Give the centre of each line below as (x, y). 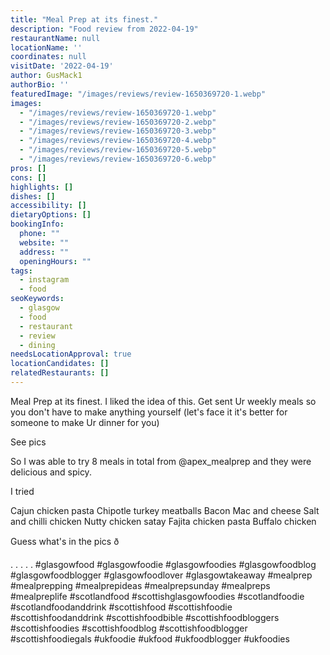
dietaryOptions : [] (51, 215)
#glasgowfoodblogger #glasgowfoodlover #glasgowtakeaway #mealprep (161, 575)
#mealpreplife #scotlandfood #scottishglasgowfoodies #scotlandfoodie (157, 596)
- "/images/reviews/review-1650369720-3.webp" (118, 131)
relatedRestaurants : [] (60, 373)
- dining (37, 345)
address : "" (44, 252)
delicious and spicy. (51, 472)
